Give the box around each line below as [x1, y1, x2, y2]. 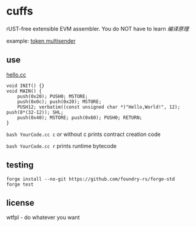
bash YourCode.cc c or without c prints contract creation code [6, 130, 161, 138]
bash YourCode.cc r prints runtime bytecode [6, 142, 117, 149]
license [6, 197, 35, 208]
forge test [6, 181, 34, 188]
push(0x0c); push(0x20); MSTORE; [17, 98, 102, 104]
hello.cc [6, 71, 26, 78]
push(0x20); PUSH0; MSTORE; [17, 93, 88, 100]
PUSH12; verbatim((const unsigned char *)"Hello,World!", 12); [17, 104, 181, 110]
